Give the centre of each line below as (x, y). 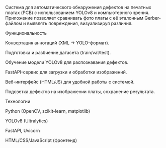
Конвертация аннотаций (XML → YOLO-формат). (57, 43)
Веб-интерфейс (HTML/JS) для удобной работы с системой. (70, 82)
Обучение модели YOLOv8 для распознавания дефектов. (67, 62)
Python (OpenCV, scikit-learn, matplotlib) (48, 111)
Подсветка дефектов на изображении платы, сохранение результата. (80, 92)
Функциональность (26, 33)
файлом (14, 23)
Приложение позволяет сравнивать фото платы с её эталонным (74, 18)
